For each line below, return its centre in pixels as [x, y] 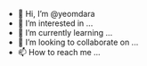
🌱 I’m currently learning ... [65, 33]
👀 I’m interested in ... [55, 23]
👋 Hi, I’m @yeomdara [56, 14]
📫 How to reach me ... [59, 52]
